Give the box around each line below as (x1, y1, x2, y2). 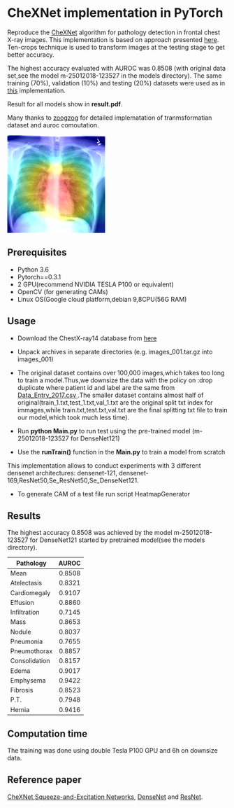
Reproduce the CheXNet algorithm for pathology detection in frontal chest (7, 28, 221, 36)
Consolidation (10, 657, 50, 665)
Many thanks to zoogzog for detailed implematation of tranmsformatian (7, 113, 212, 122)
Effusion (10, 598, 34, 606)
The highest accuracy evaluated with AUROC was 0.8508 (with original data (7, 64, 226, 72)
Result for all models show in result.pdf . (7, 99, 123, 108)
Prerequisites (7, 246, 67, 258)
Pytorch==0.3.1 (17, 272, 61, 281)
